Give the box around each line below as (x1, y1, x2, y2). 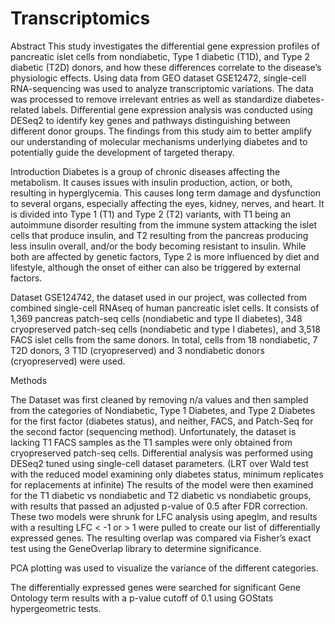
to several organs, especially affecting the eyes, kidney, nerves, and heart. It (10, 197, 325, 209)
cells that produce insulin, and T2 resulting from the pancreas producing (10, 229, 309, 241)
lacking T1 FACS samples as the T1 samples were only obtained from (10, 436, 293, 448)
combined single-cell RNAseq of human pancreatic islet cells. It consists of (10, 302, 320, 314)
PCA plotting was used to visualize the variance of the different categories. (10, 562, 319, 574)
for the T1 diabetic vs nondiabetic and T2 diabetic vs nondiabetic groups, (10, 489, 312, 501)
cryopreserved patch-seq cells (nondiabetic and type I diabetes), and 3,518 (10, 323, 321, 335)
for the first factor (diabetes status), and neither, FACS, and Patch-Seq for (10, 415, 314, 427)
